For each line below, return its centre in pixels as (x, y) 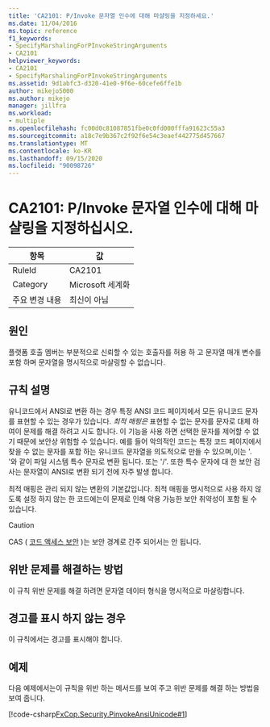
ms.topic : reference (43, 31)
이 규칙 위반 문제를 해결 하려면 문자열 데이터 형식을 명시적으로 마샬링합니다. (127, 591)
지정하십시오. (92, 229)
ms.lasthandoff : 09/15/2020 (56, 158)
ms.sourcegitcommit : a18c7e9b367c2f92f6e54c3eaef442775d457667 (117, 136)
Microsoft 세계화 (100, 285)
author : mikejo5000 (41, 91)
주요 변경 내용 (37, 300)
